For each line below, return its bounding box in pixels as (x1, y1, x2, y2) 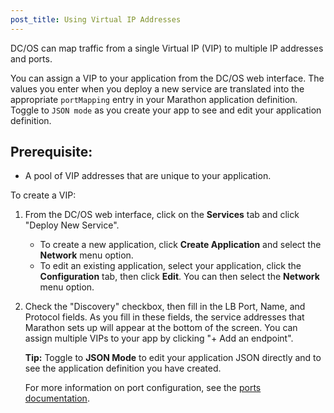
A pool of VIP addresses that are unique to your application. (24, 170, 272, 182)
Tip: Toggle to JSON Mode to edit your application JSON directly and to (24, 352, 322, 364)
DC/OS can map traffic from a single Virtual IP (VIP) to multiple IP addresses (10, 42, 324, 54)
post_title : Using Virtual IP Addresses (10, 14, 182, 25)
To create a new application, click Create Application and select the (39, 239, 322, 251)
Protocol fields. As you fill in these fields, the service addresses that (24, 311, 305, 323)
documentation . (24, 392, 90, 405)
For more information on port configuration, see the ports (24, 382, 262, 394)
